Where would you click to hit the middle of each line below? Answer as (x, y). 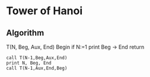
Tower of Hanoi (44, 11)
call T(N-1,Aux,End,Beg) (37, 68)
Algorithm (25, 33)
